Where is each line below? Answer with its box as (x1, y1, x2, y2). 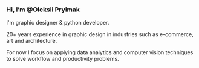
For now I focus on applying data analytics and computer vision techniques (6, 49, 194, 56)
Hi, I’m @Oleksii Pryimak (6, 5, 80, 14)
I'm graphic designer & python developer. (6, 19, 109, 26)
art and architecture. (6, 37, 57, 45)
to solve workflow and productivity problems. (6, 55, 119, 63)
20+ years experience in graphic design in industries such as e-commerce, (6, 31, 194, 38)
